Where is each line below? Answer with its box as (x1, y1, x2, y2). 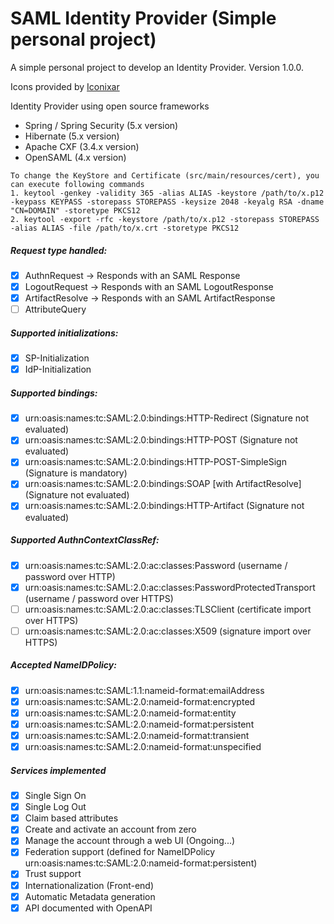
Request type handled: (10, 244, 108, 256)
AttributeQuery (24, 303, 87, 316)
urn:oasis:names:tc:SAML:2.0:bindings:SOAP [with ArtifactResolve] (24, 478, 302, 490)
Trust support (24, 868, 82, 880)
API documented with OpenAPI (24, 902, 153, 914)
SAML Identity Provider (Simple (10, 7, 277, 30)
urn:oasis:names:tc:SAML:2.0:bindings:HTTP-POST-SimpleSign (24, 456, 287, 468)
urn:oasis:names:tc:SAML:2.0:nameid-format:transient (24, 729, 250, 741)
